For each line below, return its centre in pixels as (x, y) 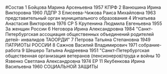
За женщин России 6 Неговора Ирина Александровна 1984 (70, 29)
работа (13, 50)
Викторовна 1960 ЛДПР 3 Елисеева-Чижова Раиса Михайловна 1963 (81, 13)
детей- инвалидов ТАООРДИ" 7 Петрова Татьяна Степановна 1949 (78, 40)
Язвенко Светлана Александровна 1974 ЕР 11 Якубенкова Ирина (75, 61)
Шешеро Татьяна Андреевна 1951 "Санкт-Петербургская (88, 50)
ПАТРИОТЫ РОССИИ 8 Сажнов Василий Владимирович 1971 (71, 45)
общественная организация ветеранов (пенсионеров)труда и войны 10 (83, 56)
